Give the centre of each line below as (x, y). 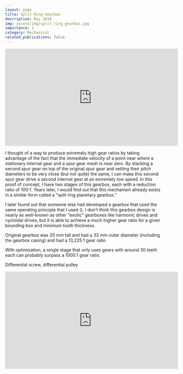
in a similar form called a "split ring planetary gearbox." (61, 195)
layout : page (18, 10)
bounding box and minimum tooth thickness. (50, 225)
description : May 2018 (28, 19)
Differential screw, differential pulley (41, 264)
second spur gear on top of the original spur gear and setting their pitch (78, 168)
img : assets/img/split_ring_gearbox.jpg (47, 23)
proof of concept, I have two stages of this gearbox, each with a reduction (81, 184)
